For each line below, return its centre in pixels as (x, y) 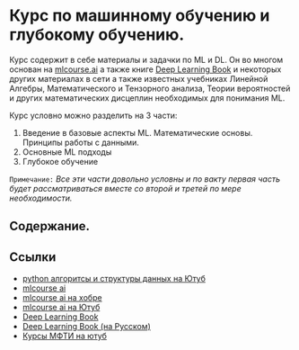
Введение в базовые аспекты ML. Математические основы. (137, 132)
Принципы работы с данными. (80, 142)
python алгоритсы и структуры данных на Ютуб (114, 279)
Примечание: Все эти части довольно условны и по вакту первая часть (145, 179)
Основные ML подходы (67, 152)
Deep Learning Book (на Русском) (86, 327)
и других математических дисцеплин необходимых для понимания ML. (147, 98)
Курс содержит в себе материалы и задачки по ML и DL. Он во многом (146, 59)
